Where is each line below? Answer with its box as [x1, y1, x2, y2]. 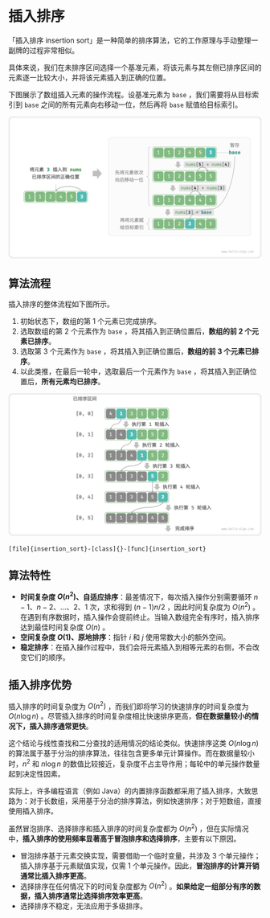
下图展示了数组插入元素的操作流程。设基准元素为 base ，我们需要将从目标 [8, 89, 252, 99]
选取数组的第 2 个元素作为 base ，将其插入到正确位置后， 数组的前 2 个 [19, 326, 252, 336]
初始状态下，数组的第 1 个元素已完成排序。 [19, 317, 162, 326]
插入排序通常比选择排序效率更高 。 [34, 891, 147, 901]
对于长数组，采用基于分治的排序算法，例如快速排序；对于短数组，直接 [29, 797, 262, 805]
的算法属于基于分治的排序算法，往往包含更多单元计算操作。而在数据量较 [8, 748, 247, 758]
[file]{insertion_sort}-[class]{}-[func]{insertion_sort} [8, 544, 207, 553]
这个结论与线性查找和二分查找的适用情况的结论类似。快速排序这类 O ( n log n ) [8, 739, 260, 748]
